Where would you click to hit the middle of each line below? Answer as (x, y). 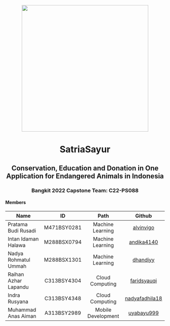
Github (144, 216)
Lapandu (18, 287)
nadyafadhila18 (143, 298)
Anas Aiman (22, 316)
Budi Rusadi (22, 230)
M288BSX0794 (63, 242)
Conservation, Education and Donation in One (85, 168)
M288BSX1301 (63, 260)
